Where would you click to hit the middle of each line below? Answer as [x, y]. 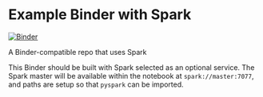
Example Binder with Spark [100, 15]
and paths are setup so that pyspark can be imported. [96, 84]
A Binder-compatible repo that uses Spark [78, 52]
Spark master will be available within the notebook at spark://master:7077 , [131, 76]
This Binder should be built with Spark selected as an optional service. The [131, 67]
